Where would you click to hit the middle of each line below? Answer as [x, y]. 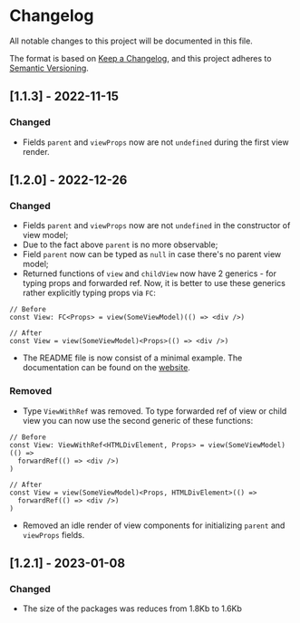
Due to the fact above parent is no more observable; [120, 244]
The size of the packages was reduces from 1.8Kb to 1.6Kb [132, 609]
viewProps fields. [53, 534]
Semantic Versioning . [49, 68]
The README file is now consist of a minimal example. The [132, 358]
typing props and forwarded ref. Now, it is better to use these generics [154, 283]
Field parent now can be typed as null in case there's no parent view [152, 254]
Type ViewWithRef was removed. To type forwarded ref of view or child [155, 411]
